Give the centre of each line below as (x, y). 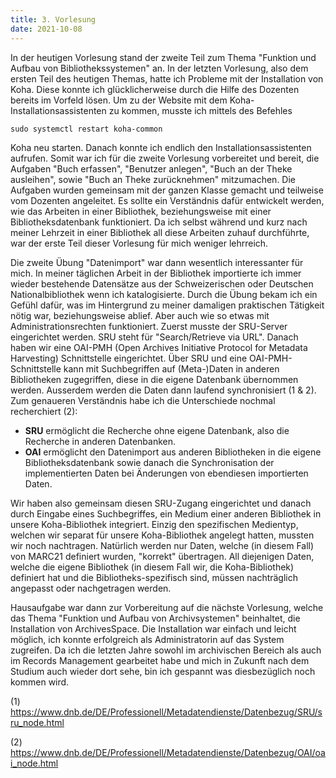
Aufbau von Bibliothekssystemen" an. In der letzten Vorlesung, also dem (159, 68)
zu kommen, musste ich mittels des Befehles (200, 110)
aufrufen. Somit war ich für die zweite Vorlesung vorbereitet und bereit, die (165, 158)
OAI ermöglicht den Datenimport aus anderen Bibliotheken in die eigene (173, 452)
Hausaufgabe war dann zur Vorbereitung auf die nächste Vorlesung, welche (167, 607)
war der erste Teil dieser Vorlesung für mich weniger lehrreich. (139, 243)
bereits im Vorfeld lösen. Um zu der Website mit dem (119, 100)
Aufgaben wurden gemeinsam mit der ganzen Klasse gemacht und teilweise (167, 190)
